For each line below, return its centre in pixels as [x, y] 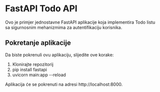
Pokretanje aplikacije [38, 43]
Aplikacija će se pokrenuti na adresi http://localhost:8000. [64, 84]
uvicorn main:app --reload [39, 75]
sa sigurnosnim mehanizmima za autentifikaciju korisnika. [64, 27]
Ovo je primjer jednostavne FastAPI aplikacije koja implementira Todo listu [80, 22]
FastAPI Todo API [41, 9]
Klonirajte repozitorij [33, 64]
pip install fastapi [30, 69]
